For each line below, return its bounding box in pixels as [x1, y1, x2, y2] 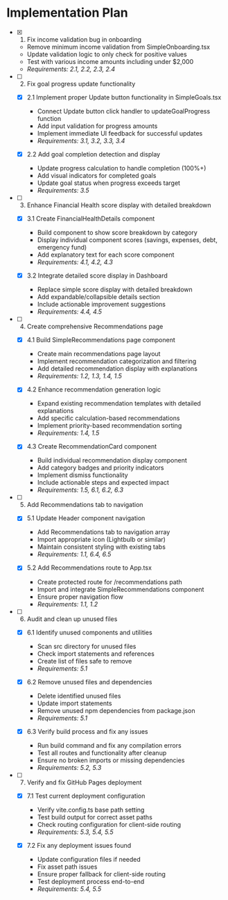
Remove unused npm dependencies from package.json [37, 706, 195, 714]
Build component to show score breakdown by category [37, 228, 198, 237]
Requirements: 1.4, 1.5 [37, 429, 100, 437]
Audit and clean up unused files [26, 614, 118, 623]
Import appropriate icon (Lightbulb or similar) [37, 536, 166, 544]
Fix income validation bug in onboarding [26, 35, 142, 43]
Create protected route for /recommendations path [37, 577, 183, 586]
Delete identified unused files [37, 691, 121, 700]
